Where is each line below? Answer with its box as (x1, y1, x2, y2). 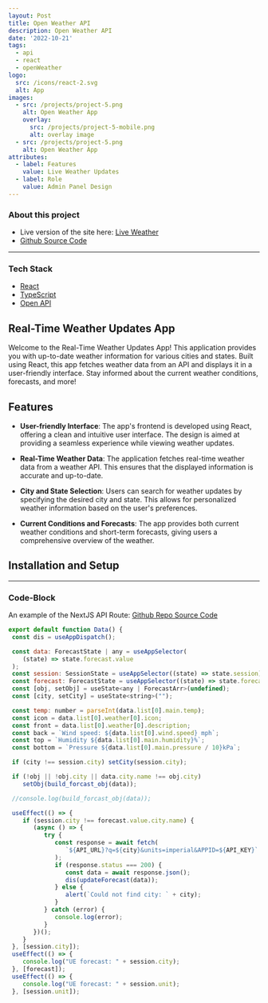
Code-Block (8, 592, 56, 603)
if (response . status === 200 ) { (54, 861, 162, 869)
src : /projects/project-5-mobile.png (29, 123, 156, 131)
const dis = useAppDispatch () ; (11, 633, 116, 641)
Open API (19, 298, 52, 308)
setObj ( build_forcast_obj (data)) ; (22, 780, 137, 788)
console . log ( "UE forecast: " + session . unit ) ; (22, 980, 180, 988)
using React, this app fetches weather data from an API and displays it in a (8, 360, 253, 370)
